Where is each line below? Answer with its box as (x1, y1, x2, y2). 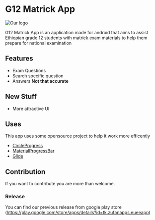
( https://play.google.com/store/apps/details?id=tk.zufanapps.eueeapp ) (5, 210, 151, 216)
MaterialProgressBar (12, 148, 55, 154)
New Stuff (5, 93, 37, 101)
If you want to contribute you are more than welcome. (5, 181, 115, 187)
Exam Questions (12, 67, 46, 73)
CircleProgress (12, 143, 43, 149)
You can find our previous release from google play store (5, 204, 122, 210)
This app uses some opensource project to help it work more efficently (5, 133, 151, 139)
